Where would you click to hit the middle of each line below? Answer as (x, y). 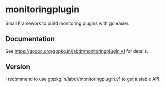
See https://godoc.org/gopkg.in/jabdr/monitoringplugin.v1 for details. (77, 51)
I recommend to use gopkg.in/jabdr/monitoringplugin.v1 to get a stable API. (83, 79)
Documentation (30, 39)
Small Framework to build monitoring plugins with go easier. (67, 23)
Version (18, 67)
